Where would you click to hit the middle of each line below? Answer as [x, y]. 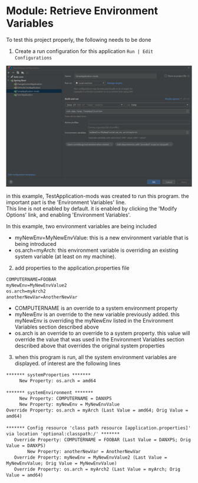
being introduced [35, 244]
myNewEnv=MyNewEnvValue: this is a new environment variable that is [101, 238]
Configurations [33, 58]
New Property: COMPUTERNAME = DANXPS [65, 399]
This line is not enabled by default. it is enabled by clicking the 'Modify [92, 209]
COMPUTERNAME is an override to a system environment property [96, 308]
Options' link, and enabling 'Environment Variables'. [69, 215]
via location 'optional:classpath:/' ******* [63, 434]
